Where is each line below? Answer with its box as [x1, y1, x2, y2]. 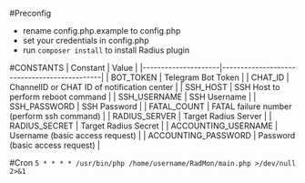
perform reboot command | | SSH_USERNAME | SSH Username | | [9, 91, 257, 102]
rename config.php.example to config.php [22, 25, 181, 36]
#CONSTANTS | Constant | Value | [9, 63, 138, 73]
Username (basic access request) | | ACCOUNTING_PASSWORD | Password [9, 130, 296, 140]
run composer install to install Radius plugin [22, 45, 189, 56]
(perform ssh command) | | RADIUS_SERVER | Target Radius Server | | [9, 111, 272, 121]
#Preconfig [9, 8, 52, 18]
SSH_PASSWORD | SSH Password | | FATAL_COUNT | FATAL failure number [9, 101, 292, 112]
